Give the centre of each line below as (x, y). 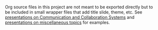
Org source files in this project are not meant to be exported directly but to (79, 7)
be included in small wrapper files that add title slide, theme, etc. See (74, 12)
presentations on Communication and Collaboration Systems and (70, 17)
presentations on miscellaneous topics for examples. (57, 22)
